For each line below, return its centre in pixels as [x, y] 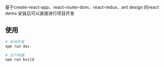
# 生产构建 [15, 55]
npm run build [20, 60]
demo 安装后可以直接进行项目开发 [40, 13]
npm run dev [17, 46]
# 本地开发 [15, 42]
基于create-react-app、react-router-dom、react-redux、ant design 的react [82, 7]
